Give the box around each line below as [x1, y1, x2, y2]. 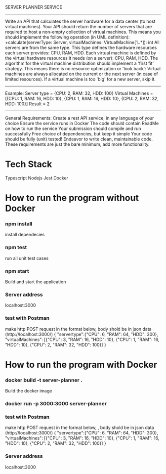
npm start [5, 267, 30, 274]
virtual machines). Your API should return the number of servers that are [5, 24, 152, 29]
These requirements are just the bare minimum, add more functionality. [5, 141, 150, 147]
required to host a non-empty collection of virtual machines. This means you [5, 29, 161, 35]
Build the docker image [5, 388, 52, 394]
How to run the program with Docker [5, 359, 157, 370]
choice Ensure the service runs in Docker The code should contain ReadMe [5, 121, 159, 126]
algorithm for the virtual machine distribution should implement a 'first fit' [5, 60, 154, 66]
